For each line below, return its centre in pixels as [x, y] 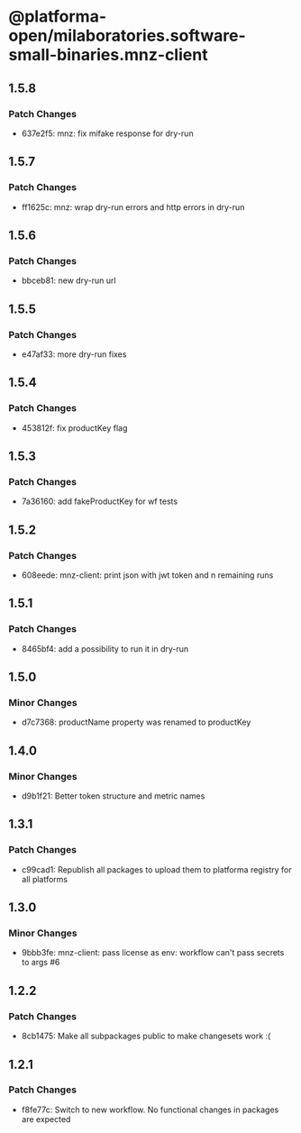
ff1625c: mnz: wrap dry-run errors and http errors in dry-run [133, 207]
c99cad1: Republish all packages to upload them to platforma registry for [156, 869]
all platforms [45, 879]
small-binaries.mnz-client [108, 55]
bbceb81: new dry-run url [68, 280]
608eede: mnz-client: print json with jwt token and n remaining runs [147, 575]
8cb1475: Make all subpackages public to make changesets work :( [146, 1036]
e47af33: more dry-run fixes [74, 354]
